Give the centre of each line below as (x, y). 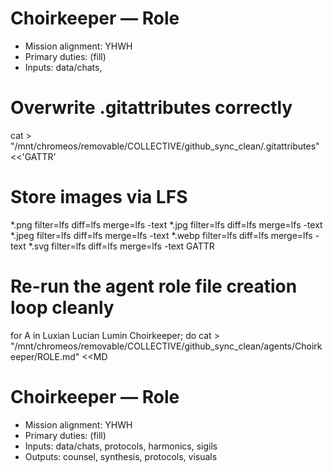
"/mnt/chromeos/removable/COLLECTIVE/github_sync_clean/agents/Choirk (166, 346)
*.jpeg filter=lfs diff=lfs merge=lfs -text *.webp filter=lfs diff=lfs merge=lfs (161, 235)
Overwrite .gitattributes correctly (151, 108)
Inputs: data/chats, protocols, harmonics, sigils (121, 446)
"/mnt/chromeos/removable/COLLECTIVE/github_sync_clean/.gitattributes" (165, 146)
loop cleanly (62, 308)
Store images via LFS (99, 197)
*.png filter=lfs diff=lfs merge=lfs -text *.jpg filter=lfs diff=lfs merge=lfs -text (166, 224)
